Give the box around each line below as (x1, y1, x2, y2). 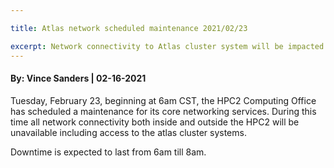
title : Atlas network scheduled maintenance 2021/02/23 (10, 23, 248, 33)
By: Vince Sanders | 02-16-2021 (10, 72, 147, 85)
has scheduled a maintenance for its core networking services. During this (10, 105, 317, 117)
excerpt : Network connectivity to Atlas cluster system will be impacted (10, 41, 325, 51)
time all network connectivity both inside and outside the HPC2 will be (10, 116, 300, 128)
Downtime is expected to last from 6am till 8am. (10, 146, 207, 158)
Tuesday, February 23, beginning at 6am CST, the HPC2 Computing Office (10, 94, 317, 106)
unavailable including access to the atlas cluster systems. (10, 126, 247, 138)
